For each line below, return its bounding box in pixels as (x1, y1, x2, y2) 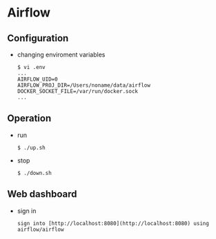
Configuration (7, 32, 69, 44)
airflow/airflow (17, 226, 64, 233)
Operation (7, 112, 52, 125)
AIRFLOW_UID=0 (17, 76, 58, 83)
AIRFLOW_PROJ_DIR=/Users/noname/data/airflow (17, 82, 150, 89)
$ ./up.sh (17, 144, 46, 151)
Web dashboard (7, 188, 77, 200)
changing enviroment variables (17, 50, 106, 59)
